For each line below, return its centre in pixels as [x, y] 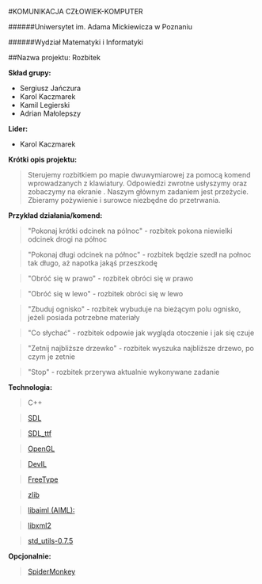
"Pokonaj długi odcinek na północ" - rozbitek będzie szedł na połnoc [139, 254]
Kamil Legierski [44, 105]
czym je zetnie [51, 357]
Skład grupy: [30, 73]
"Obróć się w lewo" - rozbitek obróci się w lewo [105, 294]
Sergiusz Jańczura [50, 88]
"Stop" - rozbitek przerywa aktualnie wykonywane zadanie [123, 372]
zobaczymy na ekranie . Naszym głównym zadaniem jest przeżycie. [138, 192]
